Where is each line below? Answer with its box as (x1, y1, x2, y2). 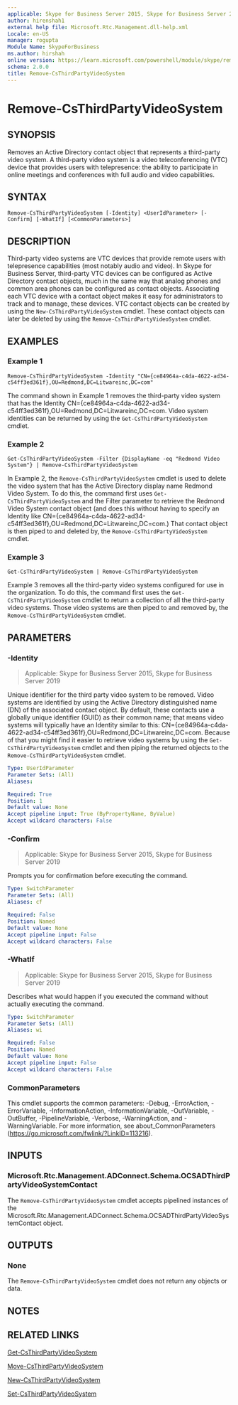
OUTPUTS (7, 1239, 53, 1251)
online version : (7, 57, 55, 64)
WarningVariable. (7, 1121, 58, 1130)
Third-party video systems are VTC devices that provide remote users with (7, 254, 226, 263)
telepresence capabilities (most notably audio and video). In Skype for (7, 262, 212, 270)
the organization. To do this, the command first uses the (7, 588, 171, 597)
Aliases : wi (7, 1027, 42, 1034)
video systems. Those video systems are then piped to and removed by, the (7, 604, 229, 612)
